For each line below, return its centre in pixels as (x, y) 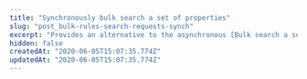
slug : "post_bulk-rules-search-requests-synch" (102, 26)
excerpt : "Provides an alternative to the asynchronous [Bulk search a (148, 35)
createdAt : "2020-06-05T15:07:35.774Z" (85, 52)
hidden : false (37, 43)
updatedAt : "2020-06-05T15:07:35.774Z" (85, 60)
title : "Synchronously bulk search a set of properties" (120, 18)
